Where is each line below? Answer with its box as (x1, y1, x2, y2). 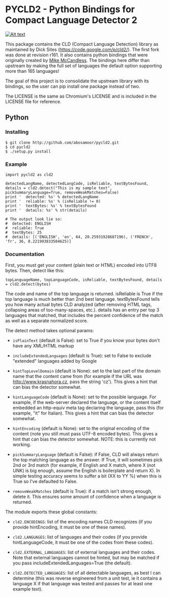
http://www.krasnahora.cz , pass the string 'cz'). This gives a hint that (12, 379, 157, 385)
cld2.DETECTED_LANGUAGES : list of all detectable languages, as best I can (12, 570, 161, 576)
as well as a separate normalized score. (5, 318, 88, 324)
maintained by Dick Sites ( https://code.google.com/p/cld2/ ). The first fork (5, 46, 159, 52)
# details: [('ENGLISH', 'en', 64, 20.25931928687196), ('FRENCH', (5, 234, 153, 239)
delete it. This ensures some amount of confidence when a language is (12, 494, 161, 500)
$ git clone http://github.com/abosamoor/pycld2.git (5, 140, 119, 145)
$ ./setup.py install (5, 149, 51, 154)
